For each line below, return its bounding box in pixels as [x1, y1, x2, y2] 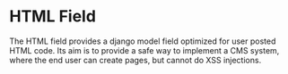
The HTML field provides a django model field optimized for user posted [9, 36, 276, 46]
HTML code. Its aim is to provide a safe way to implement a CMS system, [9, 45, 280, 55]
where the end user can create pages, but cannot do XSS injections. [9, 54, 262, 65]
